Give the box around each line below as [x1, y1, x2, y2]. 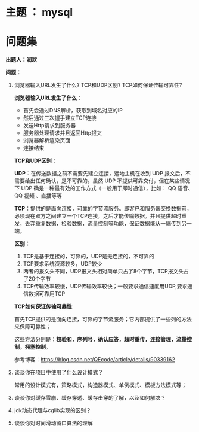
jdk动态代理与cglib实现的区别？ [14, 407, 92, 414]
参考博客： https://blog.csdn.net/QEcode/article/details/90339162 [14, 356, 175, 363]
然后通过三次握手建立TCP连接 [23, 114, 97, 121]
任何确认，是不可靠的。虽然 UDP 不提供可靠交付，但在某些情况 [35, 177, 191, 184]
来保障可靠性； [14, 323, 51, 330]
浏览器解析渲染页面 [23, 137, 71, 144]
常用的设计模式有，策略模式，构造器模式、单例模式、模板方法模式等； [14, 381, 187, 389]
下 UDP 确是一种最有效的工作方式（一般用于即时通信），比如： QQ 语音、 [14, 185, 194, 192]
